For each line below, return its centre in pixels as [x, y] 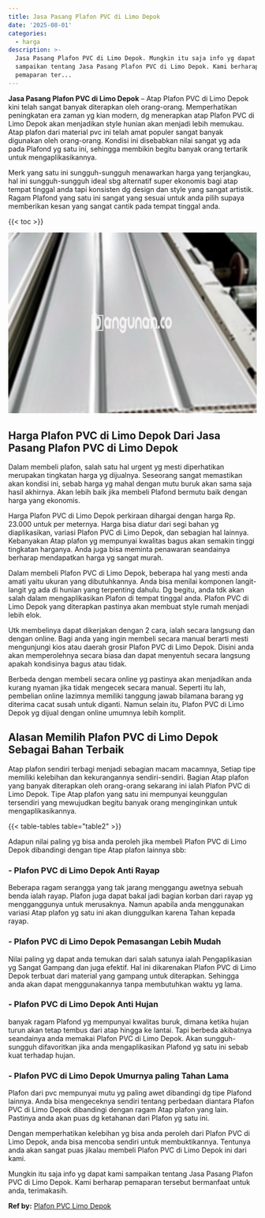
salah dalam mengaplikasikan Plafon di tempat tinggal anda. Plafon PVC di [129, 598]
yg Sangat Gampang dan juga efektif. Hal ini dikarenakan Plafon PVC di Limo [132, 967]
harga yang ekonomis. [44, 501]
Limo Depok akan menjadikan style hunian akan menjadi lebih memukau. [126, 123]
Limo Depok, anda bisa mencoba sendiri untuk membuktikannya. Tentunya [129, 1142]
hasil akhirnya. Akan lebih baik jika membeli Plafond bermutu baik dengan [128, 492]
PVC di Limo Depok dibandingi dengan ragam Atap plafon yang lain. [118, 1110]
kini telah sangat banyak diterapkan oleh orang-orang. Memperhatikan [123, 107]
